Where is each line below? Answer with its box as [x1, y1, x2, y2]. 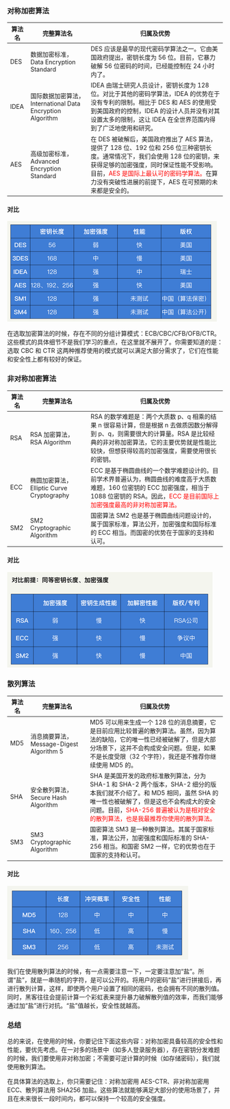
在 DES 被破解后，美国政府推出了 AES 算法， [90, 135, 217, 143]
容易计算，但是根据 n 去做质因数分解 [109, 421, 212, 429]
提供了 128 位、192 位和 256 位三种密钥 [90, 143, 206, 151]
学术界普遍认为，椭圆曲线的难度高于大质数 [97, 475, 217, 483]
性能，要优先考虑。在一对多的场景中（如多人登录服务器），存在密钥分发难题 [7, 1046, 220, 1054]
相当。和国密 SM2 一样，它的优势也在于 [103, 843, 216, 851]
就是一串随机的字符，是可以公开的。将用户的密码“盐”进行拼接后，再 [30, 975, 222, 984]
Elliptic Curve [29, 484, 68, 492]
